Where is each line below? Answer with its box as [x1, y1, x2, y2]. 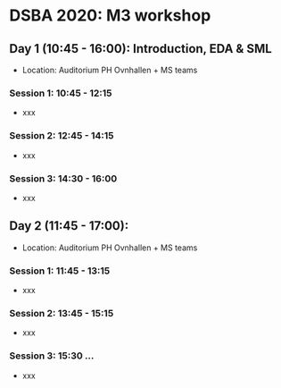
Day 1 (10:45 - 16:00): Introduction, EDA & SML [9, 41, 272, 56]
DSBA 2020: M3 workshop [9, 5, 211, 26]
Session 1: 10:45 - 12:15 [9, 87, 112, 99]
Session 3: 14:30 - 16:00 [9, 172, 118, 184]
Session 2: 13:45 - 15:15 [9, 307, 114, 319]
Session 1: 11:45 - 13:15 [9, 265, 111, 277]
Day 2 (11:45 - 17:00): [9, 218, 129, 233]
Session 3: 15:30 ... [9, 350, 95, 362]
